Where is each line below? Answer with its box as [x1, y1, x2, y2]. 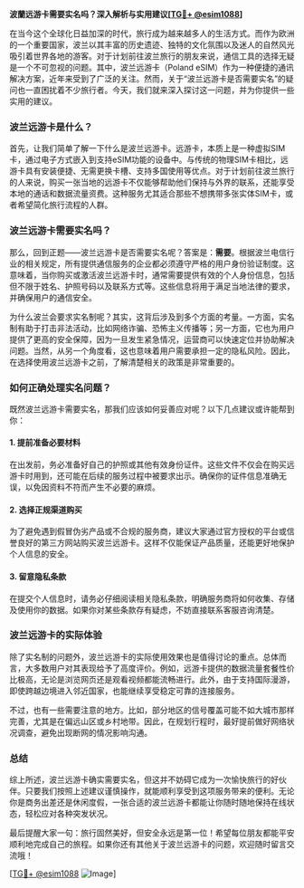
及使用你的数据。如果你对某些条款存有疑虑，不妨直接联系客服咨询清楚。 [9, 604, 279, 615]
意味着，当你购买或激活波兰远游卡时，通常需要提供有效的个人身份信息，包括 [9, 269, 295, 280]
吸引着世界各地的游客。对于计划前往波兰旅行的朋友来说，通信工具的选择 [9, 51, 279, 62]
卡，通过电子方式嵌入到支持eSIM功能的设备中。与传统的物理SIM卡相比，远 [9, 154, 289, 166]
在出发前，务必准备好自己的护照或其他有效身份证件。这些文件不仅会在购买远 [9, 459, 295, 470]
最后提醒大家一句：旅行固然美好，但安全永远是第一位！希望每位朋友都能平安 [9, 827, 295, 838]
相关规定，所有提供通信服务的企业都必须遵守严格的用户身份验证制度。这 [24, 258, 295, 269]
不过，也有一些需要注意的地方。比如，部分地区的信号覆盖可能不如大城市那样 [9, 704, 295, 715]
